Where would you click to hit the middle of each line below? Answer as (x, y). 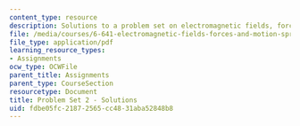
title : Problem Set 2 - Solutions (74, 100)
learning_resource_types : (57, 51)
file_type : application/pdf (62, 42)
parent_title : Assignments (59, 75)
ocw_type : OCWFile (43, 67)
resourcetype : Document (54, 91)
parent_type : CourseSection (62, 83)
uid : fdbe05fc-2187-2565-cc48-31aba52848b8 (92, 108)
